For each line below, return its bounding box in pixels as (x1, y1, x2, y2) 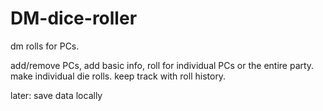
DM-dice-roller (10, 7, 138, 30)
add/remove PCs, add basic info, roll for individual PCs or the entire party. (10, 59, 315, 71)
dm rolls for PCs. (10, 40, 80, 52)
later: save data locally (10, 89, 103, 101)
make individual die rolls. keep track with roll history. (10, 70, 227, 82)
